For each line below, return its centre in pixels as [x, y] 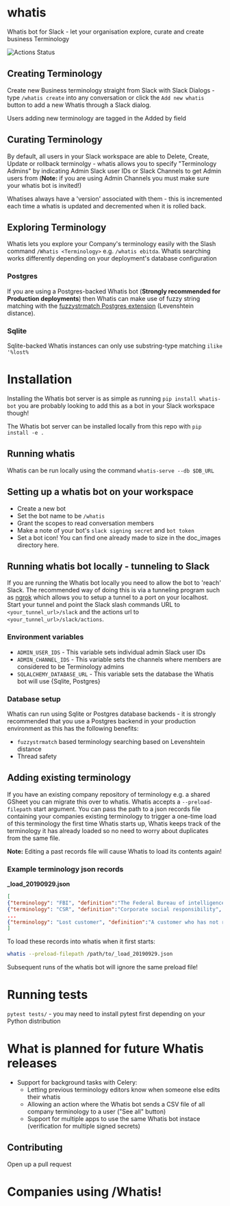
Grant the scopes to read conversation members [85, 523]
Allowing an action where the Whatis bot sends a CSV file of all [116, 1105]
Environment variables [46, 637]
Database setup [34, 699]
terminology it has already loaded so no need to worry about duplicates [108, 830]
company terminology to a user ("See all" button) [97, 1111]
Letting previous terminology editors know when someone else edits [124, 1090]
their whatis [44, 1097]
